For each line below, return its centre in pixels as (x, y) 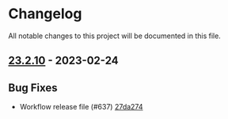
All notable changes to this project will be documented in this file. (115, 36)
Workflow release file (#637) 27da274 (82, 107)
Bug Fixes (33, 88)
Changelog (45, 14)
